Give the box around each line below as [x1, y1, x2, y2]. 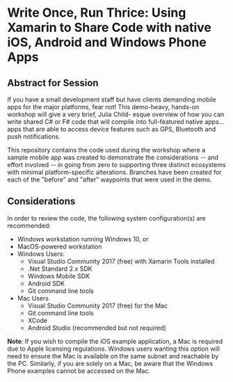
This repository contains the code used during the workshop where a [7, 146, 206, 154]
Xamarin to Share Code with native [7, 19, 212, 35]
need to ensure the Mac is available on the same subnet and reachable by [7, 351, 219, 360]
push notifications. [7, 132, 61, 141]
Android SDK [27, 279, 65, 287]
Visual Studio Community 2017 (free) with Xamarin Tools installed [27, 257, 215, 265]
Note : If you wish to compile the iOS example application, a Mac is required [7, 337, 223, 345]
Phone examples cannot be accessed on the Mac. [7, 367, 151, 375]
